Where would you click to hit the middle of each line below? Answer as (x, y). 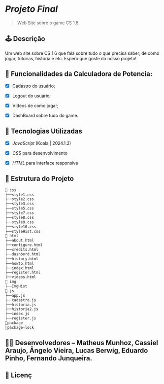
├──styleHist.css (23, 231)
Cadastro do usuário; (33, 86)
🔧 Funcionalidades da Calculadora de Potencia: (79, 74)
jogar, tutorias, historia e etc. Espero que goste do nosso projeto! (71, 58)
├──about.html (20, 241)
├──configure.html (24, 245)
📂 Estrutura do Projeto (39, 179)
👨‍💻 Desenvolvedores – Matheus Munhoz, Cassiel (82, 343)
